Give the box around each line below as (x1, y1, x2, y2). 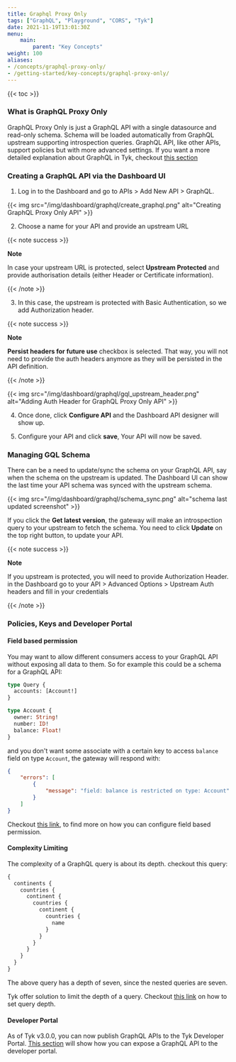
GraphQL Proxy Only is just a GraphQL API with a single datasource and (7, 123, 217, 131)
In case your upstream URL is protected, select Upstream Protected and (7, 263, 220, 272)
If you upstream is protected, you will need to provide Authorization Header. (7, 573, 229, 581)
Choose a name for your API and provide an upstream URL (17, 222, 189, 231)
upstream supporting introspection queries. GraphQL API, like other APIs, (7, 138, 221, 146)
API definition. (7, 363, 48, 371)
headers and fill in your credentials (7, 587, 108, 596)
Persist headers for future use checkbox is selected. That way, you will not (7, 347, 228, 355)
